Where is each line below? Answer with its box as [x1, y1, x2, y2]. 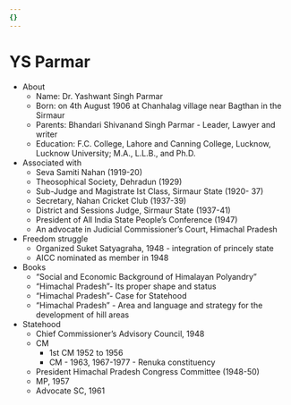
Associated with [21, 157, 82, 168]
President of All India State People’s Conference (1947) [35, 214, 238, 224]
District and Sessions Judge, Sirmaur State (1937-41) [35, 205, 231, 215]
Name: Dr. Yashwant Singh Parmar [35, 90, 164, 101]
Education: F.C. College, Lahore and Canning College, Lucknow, [35, 138, 271, 148]
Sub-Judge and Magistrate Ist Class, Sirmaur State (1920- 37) [35, 185, 264, 197]
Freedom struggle [21, 233, 89, 244]
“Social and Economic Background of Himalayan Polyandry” [35, 271, 257, 282]
